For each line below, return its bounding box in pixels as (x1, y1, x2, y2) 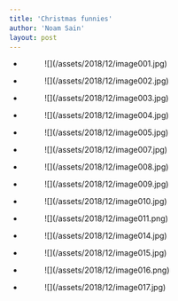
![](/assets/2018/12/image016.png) (43, 265, 170, 275)
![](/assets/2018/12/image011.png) (43, 213, 168, 224)
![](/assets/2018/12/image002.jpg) (43, 75, 170, 86)
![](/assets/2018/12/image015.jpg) (43, 248, 167, 258)
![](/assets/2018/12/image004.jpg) (43, 110, 170, 121)
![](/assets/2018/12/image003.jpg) (43, 93, 169, 104)
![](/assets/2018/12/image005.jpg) (43, 127, 169, 138)
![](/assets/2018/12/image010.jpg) (43, 196, 167, 207)
